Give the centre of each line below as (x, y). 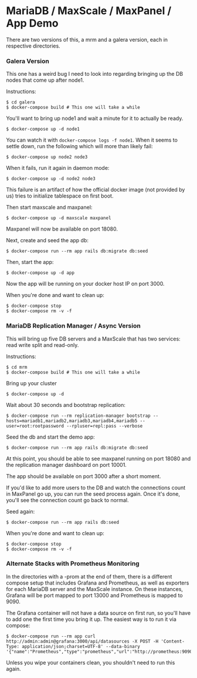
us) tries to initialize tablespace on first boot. (60, 196)
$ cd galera (21, 102)
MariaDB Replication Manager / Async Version (73, 326)
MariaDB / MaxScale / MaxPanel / (89, 11)
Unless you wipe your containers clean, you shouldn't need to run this (91, 662)
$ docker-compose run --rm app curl (51, 636)
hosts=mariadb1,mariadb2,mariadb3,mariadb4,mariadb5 (72, 421)
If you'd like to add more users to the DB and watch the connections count (96, 487)
